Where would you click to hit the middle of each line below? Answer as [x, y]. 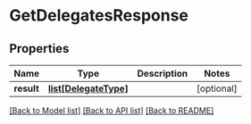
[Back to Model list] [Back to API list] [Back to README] [112, 111]
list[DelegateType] [88, 88]
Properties [39, 49]
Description [163, 74]
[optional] [217, 88]
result [27, 88]
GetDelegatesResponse [99, 16]
